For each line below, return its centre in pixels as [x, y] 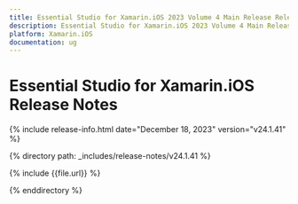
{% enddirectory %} [46, 191]
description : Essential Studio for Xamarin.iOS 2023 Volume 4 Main [137, 26]
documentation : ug [43, 42]
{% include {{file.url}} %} [55, 173]
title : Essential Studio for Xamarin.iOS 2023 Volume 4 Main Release [141, 17]
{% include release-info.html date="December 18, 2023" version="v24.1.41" [148, 129]
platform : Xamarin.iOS [51, 34]
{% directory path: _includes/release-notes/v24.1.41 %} [110, 156]
